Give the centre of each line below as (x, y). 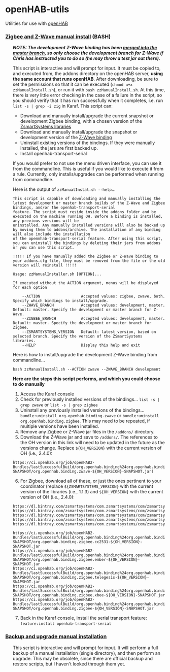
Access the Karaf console (47, 394)
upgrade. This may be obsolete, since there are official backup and (83, 658)
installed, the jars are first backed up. (59, 148)
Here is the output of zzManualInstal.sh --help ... (64, 189)
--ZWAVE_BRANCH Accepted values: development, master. (94, 306)
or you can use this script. (43, 248)
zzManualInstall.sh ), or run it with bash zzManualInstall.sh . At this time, (89, 90)
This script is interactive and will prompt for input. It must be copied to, (87, 68)
